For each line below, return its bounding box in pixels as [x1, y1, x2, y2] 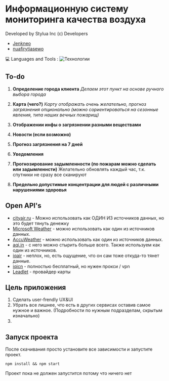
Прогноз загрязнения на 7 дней [12, 141, 83, 147]
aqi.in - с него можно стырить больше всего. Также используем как [12, 241, 160, 248]
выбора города [12, 91, 47, 97]
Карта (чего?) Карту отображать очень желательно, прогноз [12, 101, 147, 107]
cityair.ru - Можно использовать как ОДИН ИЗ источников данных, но [12, 215, 164, 221]
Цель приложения [5, 283, 66, 291]
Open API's [5, 201, 41, 210]
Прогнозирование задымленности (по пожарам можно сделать [12, 160, 156, 167]
